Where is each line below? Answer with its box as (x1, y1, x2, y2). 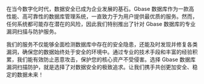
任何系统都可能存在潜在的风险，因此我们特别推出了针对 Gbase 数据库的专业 (6, 21, 196, 27)
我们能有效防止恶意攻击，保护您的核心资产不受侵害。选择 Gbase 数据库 (16, 56, 196, 63)
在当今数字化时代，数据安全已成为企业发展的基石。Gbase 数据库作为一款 (6, 5, 189, 12)
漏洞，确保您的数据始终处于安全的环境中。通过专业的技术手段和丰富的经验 (6, 48, 192, 56)
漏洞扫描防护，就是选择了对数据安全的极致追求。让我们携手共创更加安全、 (6, 63, 192, 71)
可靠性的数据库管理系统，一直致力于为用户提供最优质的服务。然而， (27, 13, 198, 20)
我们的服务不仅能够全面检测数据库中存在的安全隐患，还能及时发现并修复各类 (6, 41, 198, 48)
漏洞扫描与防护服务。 (6, 28, 59, 35)
